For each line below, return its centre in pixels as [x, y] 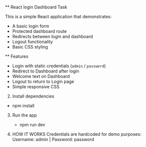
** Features [17, 56]
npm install [23, 106]
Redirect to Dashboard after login [46, 71]
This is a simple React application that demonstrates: [58, 16]
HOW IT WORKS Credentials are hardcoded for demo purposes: [77, 134]
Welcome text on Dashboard [41, 76]
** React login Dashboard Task [36, 7]
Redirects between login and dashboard [52, 37]
